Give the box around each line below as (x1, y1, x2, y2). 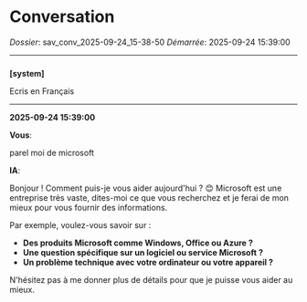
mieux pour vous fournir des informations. (9, 202, 168, 213)
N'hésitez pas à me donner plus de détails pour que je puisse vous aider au (9, 274, 293, 285)
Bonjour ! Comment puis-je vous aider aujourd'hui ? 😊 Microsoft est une (9, 182, 282, 193)
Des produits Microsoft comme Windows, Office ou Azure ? (22, 237, 253, 248)
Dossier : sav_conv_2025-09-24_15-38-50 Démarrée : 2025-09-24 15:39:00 (9, 36, 291, 47)
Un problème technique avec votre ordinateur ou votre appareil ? (22, 256, 274, 267)
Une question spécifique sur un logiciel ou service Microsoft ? (22, 246, 263, 257)
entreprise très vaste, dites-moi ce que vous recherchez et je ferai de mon (9, 192, 290, 203)
